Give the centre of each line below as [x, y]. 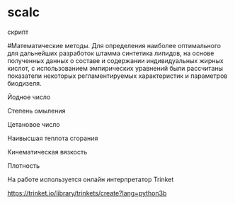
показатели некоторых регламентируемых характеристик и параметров [117, 76]
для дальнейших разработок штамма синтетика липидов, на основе [111, 53]
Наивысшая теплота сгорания [53, 138]
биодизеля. [24, 83]
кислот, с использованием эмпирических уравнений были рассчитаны [115, 68]
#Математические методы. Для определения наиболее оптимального [114, 45]
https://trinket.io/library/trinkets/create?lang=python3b [87, 193]
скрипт [18, 32]
